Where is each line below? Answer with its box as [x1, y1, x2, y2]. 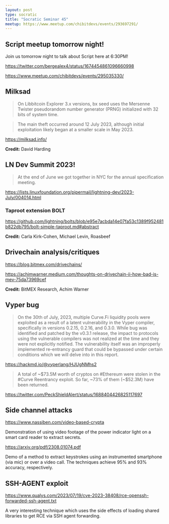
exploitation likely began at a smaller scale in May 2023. [17, 126, 134, 132]
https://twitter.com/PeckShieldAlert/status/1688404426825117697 [5, 391, 142, 397]
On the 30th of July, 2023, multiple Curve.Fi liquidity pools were [17, 314, 150, 320]
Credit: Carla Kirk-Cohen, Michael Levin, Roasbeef [5, 233, 111, 239]
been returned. [17, 382, 49, 388]
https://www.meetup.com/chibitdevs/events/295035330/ [5, 73, 124, 79]
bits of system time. [17, 111, 59, 117]
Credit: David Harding [5, 146, 51, 152]
